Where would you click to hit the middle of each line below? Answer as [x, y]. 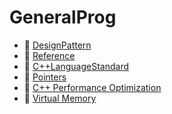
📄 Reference [49, 55]
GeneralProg [63, 17]
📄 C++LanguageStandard [76, 66]
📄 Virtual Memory [60, 98]
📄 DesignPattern [57, 45]
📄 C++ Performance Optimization [92, 87]
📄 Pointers [45, 77]
